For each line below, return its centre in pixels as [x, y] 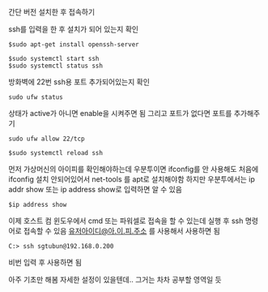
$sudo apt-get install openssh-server [74, 45]
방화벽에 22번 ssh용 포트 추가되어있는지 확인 [79, 82]
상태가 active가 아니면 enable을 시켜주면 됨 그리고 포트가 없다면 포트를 [120, 113]
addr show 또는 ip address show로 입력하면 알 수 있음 [95, 189]
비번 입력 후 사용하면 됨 [45, 262]
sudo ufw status [36, 97]
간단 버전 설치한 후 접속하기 [52, 12]
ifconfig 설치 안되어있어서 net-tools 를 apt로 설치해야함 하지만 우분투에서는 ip [132, 179]
